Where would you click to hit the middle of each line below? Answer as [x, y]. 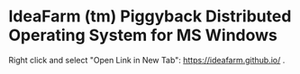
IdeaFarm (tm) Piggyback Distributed [150, 16]
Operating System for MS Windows [143, 35]
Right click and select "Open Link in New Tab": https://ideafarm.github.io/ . [147, 60]
